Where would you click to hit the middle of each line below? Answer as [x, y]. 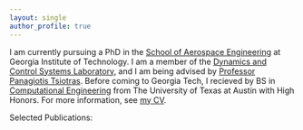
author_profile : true [50, 26]
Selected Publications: [51, 117]
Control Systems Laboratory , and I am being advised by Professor [132, 71]
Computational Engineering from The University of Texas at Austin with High [152, 90]
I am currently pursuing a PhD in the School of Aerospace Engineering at [145, 51]
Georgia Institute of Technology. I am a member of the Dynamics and [138, 61]
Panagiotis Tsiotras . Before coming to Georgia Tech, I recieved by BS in [142, 80]
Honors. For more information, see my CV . [88, 99]
